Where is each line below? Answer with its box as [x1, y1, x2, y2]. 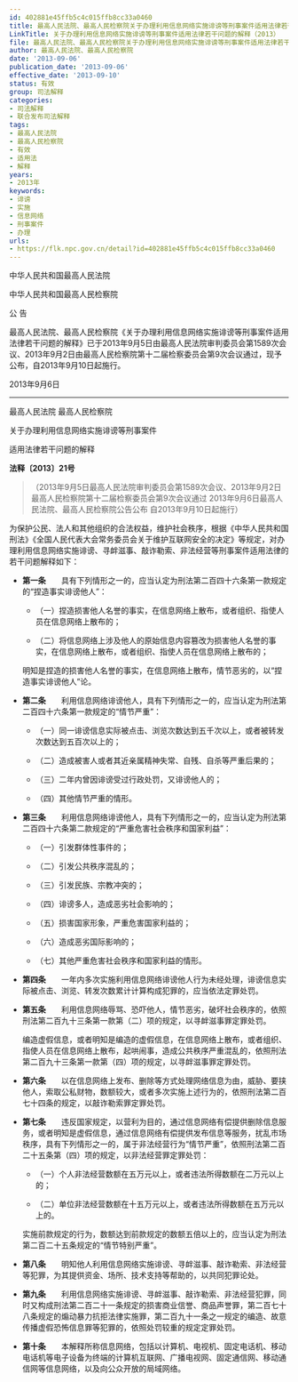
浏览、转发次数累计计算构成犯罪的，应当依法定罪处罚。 [60, 985, 263, 996]
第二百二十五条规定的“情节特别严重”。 [21, 1240, 162, 1250]
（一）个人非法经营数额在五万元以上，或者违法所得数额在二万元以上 [35, 1169, 285, 1179]
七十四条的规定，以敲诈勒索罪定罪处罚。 [21, 1097, 170, 1108]
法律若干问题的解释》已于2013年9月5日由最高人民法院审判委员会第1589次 [9, 338, 279, 349]
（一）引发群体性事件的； [35, 842, 129, 853]
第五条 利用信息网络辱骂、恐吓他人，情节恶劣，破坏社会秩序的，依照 [21, 1004, 286, 1015]
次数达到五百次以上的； [35, 736, 122, 747]
